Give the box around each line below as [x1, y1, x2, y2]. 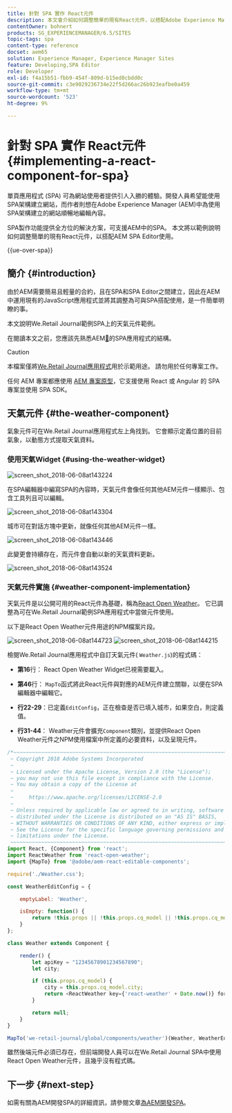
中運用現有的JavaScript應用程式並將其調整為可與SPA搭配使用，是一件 [7, 296, 206, 304]
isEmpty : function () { [19, 908, 85, 915]
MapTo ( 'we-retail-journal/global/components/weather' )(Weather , [7, 1034, 196, 1042]
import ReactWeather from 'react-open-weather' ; [7, 852, 150, 859]
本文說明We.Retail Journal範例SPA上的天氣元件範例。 [7, 319, 159, 327]
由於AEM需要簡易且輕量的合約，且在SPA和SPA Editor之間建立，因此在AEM [7, 287, 220, 296]
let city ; [32, 965, 60, 972]
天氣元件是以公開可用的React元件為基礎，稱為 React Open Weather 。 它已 [7, 599, 217, 608]
